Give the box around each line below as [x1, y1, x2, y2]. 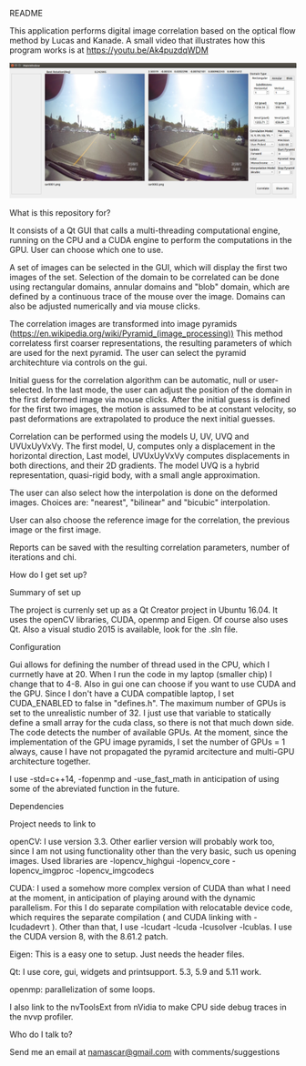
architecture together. [9, 756, 91, 767]
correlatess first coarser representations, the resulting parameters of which [9, 337, 292, 349]
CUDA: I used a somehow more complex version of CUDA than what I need [9, 882, 291, 893]
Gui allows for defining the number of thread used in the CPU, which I [9, 659, 270, 670]
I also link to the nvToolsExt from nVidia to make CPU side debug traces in [9, 1001, 287, 1012]
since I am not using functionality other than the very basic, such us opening [9, 846, 297, 857]
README [9, 8, 44, 18]
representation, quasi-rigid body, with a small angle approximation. [9, 469, 260, 481]
